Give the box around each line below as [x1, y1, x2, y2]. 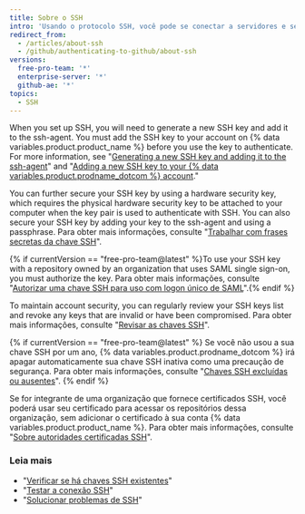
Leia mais [9, 454, 53, 467]
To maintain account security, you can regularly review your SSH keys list [9, 300, 284, 311]
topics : [9, 89, 39, 98]
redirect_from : [9, 30, 67, 39]
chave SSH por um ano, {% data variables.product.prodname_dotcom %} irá [9, 346, 295, 358]
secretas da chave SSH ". [9, 237, 103, 247]
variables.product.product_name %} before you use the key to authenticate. [9, 141, 293, 152]
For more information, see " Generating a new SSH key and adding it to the [9, 151, 287, 162]
